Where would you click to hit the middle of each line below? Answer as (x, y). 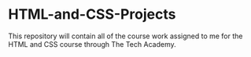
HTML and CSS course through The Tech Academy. (92, 44)
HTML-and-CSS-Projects (92, 14)
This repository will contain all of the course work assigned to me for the (125, 36)
